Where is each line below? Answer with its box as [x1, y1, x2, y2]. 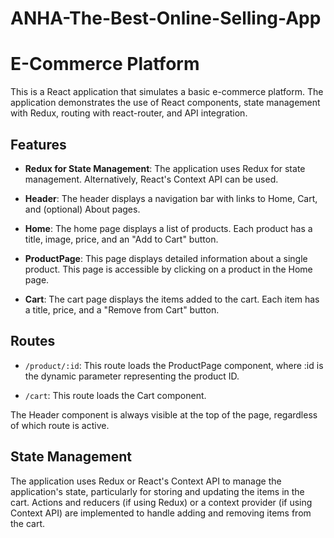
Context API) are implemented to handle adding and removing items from [10, 507, 312, 519]
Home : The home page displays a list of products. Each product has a [24, 222, 313, 234]
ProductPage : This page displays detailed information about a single [24, 252, 308, 264]
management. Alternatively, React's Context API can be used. [24, 173, 279, 185]
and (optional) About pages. [24, 203, 141, 215]
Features [10, 136, 67, 153]
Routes [10, 333, 56, 350]
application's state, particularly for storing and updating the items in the [10, 485, 305, 497]
